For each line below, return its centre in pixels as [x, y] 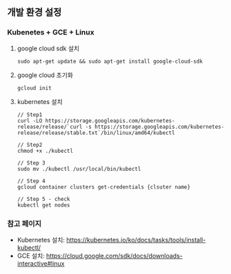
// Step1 [30, 115]
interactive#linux [41, 263]
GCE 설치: [31, 255]
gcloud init [34, 88]
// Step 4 [31, 181]
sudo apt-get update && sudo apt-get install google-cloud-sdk [110, 61]
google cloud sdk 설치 [48, 48]
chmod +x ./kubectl [45, 151]
